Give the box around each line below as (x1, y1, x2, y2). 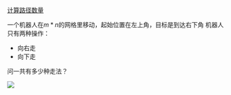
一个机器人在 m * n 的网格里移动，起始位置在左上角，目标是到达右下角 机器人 (7, 21, 224, 29)
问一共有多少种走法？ (7, 67, 68, 75)
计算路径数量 (7, 6, 44, 14)
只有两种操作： (7, 30, 50, 37)
